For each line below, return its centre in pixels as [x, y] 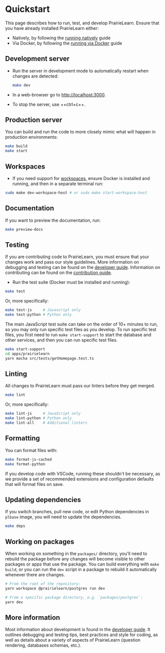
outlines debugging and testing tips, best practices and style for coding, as [82, 635]
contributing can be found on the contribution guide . [59, 273]
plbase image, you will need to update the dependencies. [63, 517]
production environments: [31, 137]
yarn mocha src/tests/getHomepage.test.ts [50, 358]
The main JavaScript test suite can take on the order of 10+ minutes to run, [82, 324]
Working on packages [40, 541]
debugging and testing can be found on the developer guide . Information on [82, 268]
